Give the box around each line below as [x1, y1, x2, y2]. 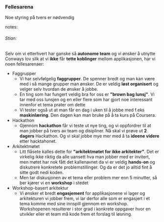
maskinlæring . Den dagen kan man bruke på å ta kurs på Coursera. [19, 112, 156, 118]
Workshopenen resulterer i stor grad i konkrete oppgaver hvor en [19, 206, 151, 212]
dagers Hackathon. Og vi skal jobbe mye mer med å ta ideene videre [19, 133, 160, 139]
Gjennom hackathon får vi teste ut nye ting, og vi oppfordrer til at [19, 123, 151, 128]
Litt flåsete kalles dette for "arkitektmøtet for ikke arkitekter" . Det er [19, 148, 159, 154]
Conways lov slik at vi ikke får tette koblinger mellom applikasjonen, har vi [5, 55, 156, 62]
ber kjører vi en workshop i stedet [19, 180, 89, 186]
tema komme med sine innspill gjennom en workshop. [19, 200, 128, 206]
